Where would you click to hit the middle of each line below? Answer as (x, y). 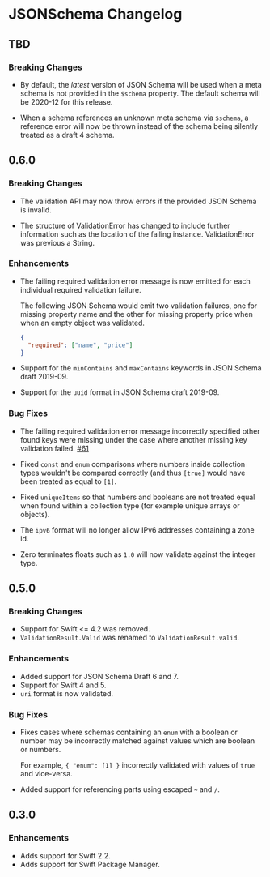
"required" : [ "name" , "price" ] (80, 345)
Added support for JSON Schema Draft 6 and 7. (99, 676)
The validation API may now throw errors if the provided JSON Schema (138, 201)
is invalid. (36, 210)
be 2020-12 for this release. (66, 101)
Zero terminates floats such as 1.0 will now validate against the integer (138, 554)
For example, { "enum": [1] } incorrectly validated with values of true (137, 765)
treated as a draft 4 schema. (67, 135)
